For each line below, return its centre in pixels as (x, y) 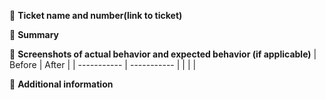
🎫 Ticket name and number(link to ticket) (96, 15)
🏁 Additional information (61, 84)
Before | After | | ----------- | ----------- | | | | (103, 64)
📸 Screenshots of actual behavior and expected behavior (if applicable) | (163, 54)
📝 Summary (34, 34)
